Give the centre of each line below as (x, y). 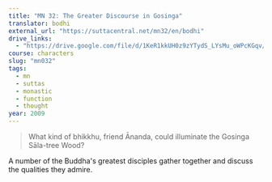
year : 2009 (27, 114)
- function (34, 99)
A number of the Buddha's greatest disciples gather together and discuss (131, 161)
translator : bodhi (39, 23)
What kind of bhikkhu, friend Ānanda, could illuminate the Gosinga (138, 137)
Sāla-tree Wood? (56, 145)
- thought (32, 106)
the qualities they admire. (51, 169)
